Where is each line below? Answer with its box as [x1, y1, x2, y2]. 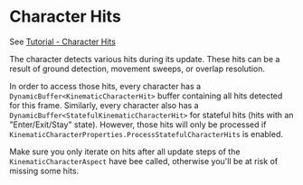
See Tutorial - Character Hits [9, 36, 116, 47]
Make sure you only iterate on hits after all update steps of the [9, 146, 241, 157]
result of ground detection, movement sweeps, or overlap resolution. [9, 63, 265, 74]
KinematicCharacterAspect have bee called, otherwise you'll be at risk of [9, 155, 279, 166]
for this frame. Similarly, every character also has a [9, 99, 199, 110]
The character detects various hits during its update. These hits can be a [9, 53, 280, 64]
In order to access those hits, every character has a [9, 80, 202, 91]
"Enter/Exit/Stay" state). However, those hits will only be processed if [9, 119, 267, 130]
